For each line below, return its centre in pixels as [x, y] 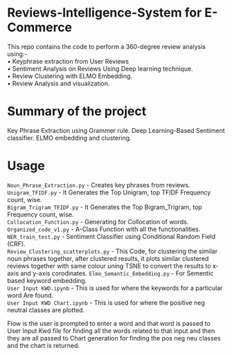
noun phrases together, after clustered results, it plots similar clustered [108, 258]
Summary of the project [77, 111]
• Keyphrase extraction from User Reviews [68, 61]
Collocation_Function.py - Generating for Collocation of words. [98, 221]
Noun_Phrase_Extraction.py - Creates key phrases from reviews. [99, 185]
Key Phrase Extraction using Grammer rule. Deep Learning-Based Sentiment [116, 130]
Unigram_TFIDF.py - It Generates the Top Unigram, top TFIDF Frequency [109, 192]
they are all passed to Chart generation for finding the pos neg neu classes [114, 338]
